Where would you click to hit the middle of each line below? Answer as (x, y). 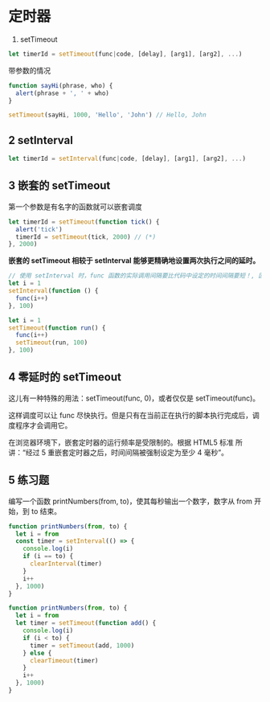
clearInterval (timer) (66, 564)
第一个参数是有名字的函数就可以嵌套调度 (75, 207)
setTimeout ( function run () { (57, 328)
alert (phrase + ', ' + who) (63, 93)
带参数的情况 (29, 70)
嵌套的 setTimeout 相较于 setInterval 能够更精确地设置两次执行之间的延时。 (134, 261)
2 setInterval (41, 140)
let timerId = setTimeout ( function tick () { (84, 222)
